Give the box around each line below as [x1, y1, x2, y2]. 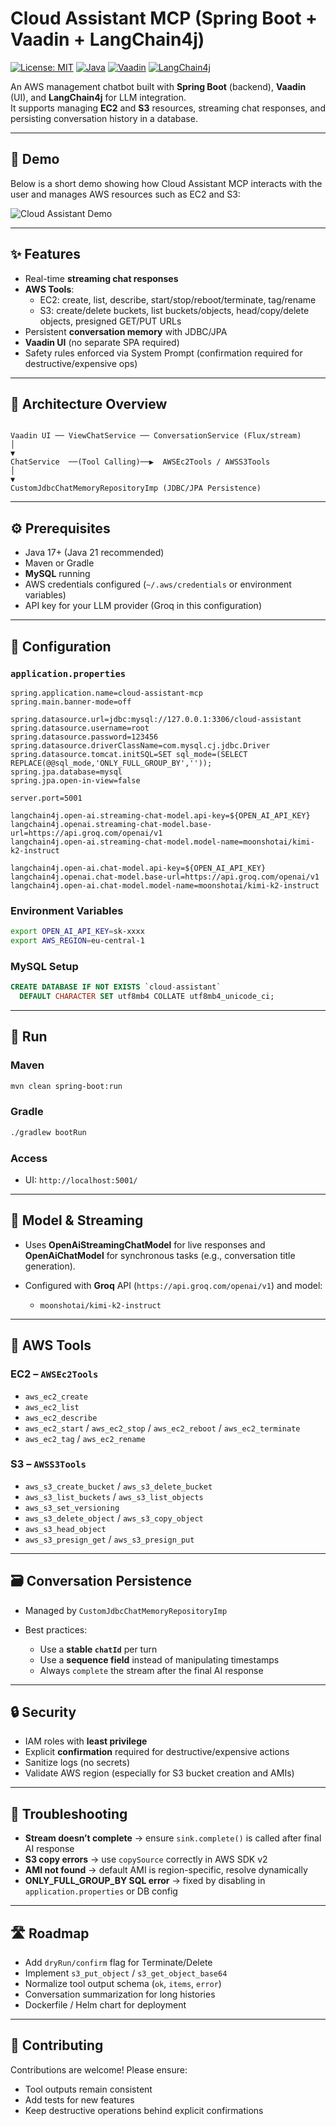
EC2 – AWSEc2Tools [10, 1367, 99, 1381]
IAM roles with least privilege [24, 1735, 148, 1747]
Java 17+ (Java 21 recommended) [24, 547, 165, 559]
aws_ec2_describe [24, 1413, 98, 1423]
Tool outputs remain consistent [24, 2083, 153, 2095]
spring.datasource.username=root [10, 723, 150, 733]
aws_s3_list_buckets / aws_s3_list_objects [24, 1490, 204, 1502]
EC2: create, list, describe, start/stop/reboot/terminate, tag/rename [39, 293, 317, 306]
